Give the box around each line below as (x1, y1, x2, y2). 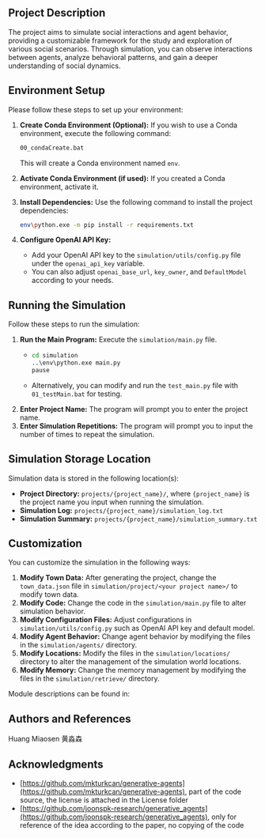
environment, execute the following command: (19, 128, 172, 138)
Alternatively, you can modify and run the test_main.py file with (31, 380, 239, 390)
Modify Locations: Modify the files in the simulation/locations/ (19, 648, 231, 659)
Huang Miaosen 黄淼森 (8, 734, 83, 744)
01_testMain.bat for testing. (31, 389, 123, 398)
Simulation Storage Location (8, 452, 152, 466)
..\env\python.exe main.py (31, 359, 121, 367)
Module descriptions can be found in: (8, 689, 131, 699)
